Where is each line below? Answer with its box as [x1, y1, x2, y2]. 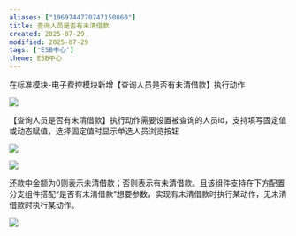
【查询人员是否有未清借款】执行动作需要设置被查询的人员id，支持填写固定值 [9, 115, 287, 125]
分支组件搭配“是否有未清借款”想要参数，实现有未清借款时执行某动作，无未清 [9, 189, 287, 199]
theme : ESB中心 [9, 54, 63, 63]
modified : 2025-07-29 [9, 37, 89, 47]
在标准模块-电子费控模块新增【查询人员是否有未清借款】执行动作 [9, 80, 246, 89]
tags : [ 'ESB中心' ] [9, 46, 74, 55]
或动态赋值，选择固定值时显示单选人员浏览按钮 [9, 126, 179, 136]
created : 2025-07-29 [9, 29, 86, 38]
